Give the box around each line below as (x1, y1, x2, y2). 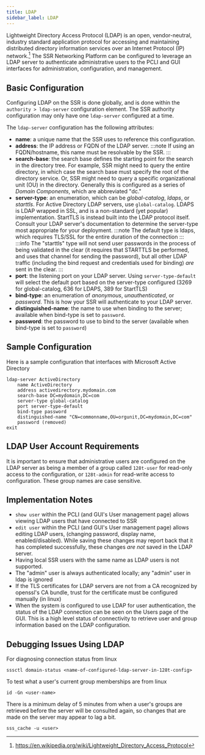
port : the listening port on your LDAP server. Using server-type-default (15, 272, 196, 279)
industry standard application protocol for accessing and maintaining (6, 38, 180, 45)
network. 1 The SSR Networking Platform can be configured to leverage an (6, 51, 192, 59)
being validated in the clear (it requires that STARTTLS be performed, (15, 246, 190, 253)
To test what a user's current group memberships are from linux (6, 678, 167, 685)
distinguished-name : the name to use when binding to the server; (15, 304, 182, 312)
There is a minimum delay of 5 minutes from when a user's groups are (6, 701, 183, 708)
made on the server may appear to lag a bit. (6, 713, 117, 721)
